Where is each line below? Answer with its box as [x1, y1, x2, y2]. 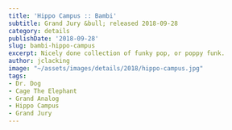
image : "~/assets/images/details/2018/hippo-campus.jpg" [8, 65, 204, 73]
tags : [8, 72, 27, 80]
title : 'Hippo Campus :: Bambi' [8, 11, 117, 20]
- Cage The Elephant [8, 86, 78, 95]
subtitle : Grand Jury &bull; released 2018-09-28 [8, 19, 179, 27]
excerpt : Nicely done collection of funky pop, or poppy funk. [8, 49, 226, 57]
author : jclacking [8, 57, 70, 65]
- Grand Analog [8, 94, 60, 103]
